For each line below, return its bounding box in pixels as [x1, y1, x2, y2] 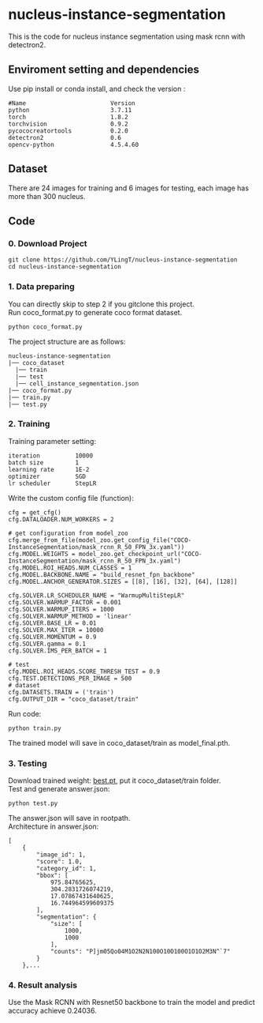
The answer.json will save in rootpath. [8, 814, 131, 823]
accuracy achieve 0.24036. [8, 1006, 97, 1016]
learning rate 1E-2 [8, 465, 90, 473]
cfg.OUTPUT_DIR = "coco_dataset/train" [8, 695, 139, 703]
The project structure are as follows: [8, 337, 126, 346]
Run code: [8, 709, 42, 718]
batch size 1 [8, 458, 80, 467]
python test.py [8, 799, 58, 807]
